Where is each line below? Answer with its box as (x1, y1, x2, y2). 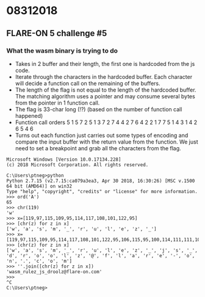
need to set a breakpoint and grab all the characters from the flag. (15, 144, 181, 152)
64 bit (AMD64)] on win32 (6, 183, 72, 189)
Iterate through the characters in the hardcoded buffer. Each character (15, 73, 193, 80)
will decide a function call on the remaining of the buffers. (15, 79, 160, 87)
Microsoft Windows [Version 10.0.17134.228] (6, 156, 121, 163)
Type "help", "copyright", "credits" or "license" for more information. (6, 188, 198, 194)
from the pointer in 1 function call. (15, 99, 100, 106)
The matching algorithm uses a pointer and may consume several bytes (15, 92, 195, 100)
